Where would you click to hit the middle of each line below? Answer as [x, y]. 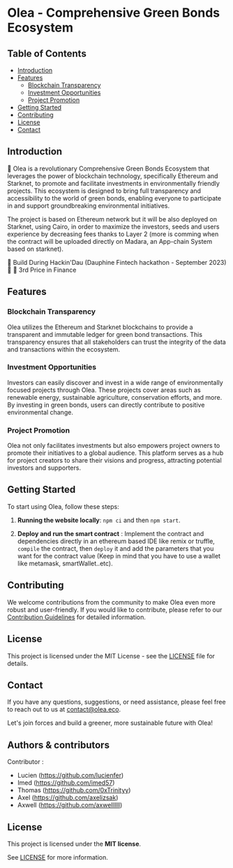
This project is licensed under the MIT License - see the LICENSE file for [111, 656]
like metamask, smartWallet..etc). [65, 563]
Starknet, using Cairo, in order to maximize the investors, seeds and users [113, 226]
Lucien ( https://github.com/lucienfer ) [70, 775]
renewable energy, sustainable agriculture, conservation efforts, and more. [115, 397]
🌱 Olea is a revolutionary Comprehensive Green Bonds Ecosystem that [108, 168]
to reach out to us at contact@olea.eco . [64, 709]
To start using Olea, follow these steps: [63, 506]
